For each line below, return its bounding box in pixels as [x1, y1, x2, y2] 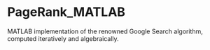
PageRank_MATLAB [7, 4, 126, 20]
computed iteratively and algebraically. [7, 34, 119, 42]
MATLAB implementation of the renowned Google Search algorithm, [7, 27, 203, 35]
